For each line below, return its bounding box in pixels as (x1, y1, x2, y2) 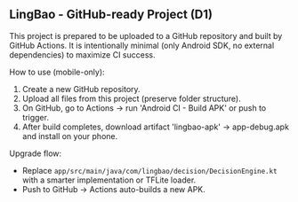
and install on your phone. (21, 130, 118, 141)
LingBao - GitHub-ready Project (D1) (9, 7, 213, 22)
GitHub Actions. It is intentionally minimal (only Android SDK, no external (9, 40, 275, 50)
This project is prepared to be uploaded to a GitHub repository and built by (9, 30, 283, 41)
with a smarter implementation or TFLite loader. (21, 175, 197, 185)
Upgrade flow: (9, 148, 62, 159)
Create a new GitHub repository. (21, 83, 141, 94)
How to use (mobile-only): (9, 66, 105, 77)
